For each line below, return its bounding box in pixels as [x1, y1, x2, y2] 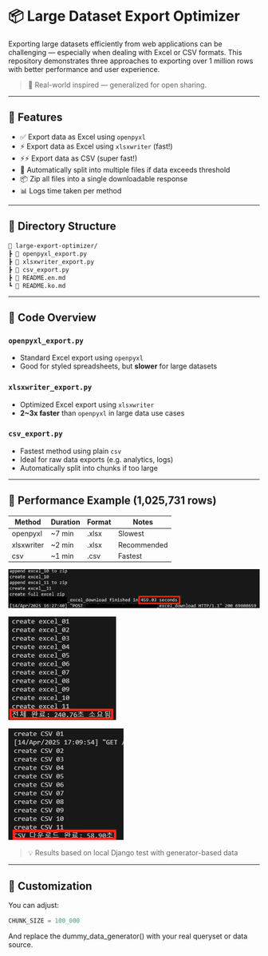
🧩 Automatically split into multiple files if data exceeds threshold [19, 165, 231, 174]
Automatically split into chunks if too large [19, 463, 158, 472]
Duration [50, 517, 81, 527]
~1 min [50, 551, 74, 560]
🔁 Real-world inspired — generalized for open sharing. [27, 80, 207, 90]
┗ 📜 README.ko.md [8, 281, 66, 289]
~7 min [50, 529, 74, 539]
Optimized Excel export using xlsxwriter [19, 400, 155, 409]
